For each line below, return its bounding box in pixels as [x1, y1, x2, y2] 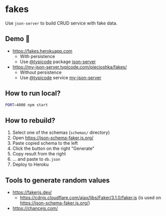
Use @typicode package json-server [19, 59, 96, 65]
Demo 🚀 [5, 35, 30, 43]
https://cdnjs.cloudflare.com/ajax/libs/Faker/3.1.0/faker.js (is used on [19, 194, 161, 201]
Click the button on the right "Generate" [12, 145, 95, 151]
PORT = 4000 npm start [5, 102, 48, 107]
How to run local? [5, 89, 61, 98]
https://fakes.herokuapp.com [12, 48, 72, 54]
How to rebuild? [5, 116, 55, 125]
